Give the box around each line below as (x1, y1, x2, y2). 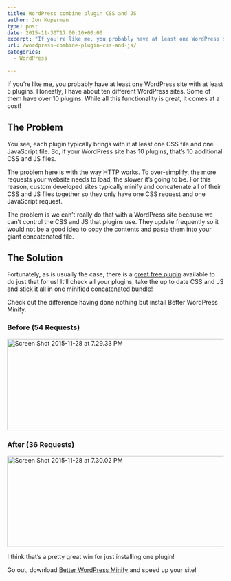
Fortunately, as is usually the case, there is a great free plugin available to (7, 270, 215, 278)
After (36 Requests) (7, 439, 75, 449)
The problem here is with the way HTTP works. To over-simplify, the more (7, 168, 217, 176)
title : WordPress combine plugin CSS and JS (7, 10, 137, 17)
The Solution (7, 252, 63, 263)
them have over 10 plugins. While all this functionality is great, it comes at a (7, 94, 220, 102)
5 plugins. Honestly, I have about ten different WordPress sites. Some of (7, 87, 211, 95)
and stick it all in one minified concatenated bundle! (7, 285, 153, 293)
